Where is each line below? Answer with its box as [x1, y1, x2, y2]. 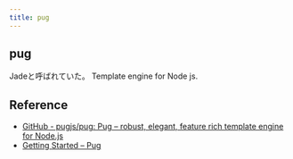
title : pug [9, 13, 50, 22]
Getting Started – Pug [21, 140, 102, 151]
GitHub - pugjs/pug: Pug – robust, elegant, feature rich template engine [21, 121, 284, 132]
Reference [9, 97, 69, 113]
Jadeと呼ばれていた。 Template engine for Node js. [9, 71, 199, 81]
